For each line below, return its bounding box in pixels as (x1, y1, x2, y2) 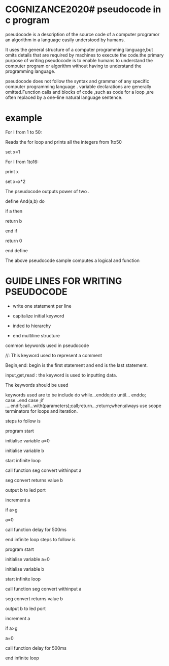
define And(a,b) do (5, 198, 45, 204)
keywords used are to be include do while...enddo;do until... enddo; (5, 391, 146, 398)
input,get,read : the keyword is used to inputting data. (5, 372, 118, 378)
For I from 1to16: (5, 158, 39, 165)
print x (5, 168, 19, 174)
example (5, 112, 43, 124)
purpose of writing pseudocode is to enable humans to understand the (5, 57, 153, 63)
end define (5, 247, 28, 253)
